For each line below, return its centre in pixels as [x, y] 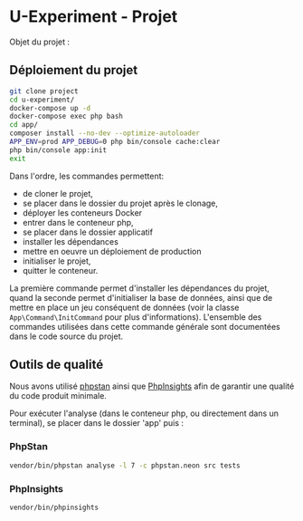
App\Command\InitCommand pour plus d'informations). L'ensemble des [136, 317]
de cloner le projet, [57, 193]
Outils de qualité [57, 365]
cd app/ [24, 125]
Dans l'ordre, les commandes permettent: [87, 176]
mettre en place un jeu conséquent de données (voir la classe [124, 307]
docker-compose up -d [50, 108]
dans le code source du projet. [66, 336]
